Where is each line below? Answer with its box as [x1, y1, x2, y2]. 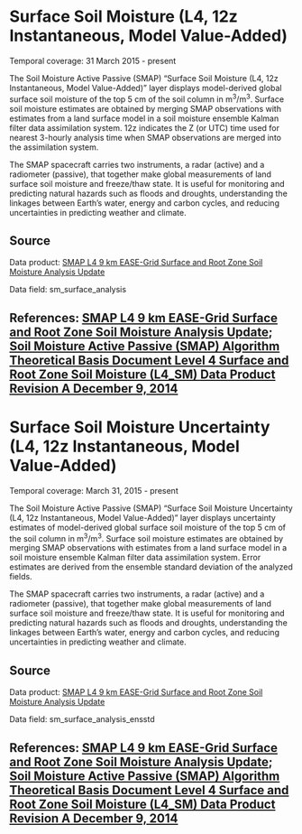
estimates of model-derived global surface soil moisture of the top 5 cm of [9, 522, 287, 533]
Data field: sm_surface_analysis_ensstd [9, 714, 155, 725]
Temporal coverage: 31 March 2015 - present [9, 55, 177, 66]
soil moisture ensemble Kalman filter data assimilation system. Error [9, 552, 261, 563]
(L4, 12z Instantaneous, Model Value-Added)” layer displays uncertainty [9, 512, 277, 523]
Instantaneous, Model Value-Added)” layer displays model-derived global [9, 82, 282, 93]
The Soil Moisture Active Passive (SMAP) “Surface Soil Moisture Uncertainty [9, 503, 293, 514]
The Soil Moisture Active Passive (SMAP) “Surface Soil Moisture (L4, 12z [9, 72, 279, 83]
